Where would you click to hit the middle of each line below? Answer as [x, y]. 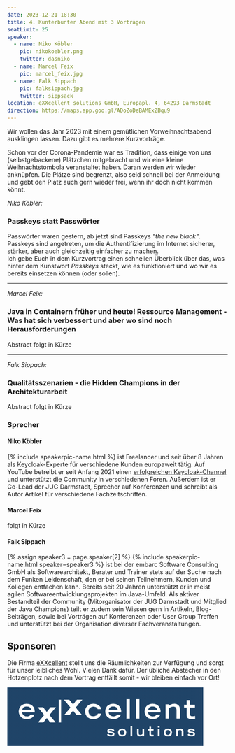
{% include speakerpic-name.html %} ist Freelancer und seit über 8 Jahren [115, 457]
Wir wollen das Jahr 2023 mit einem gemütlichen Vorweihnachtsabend [109, 131]
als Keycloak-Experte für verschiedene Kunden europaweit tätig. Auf [106, 464]
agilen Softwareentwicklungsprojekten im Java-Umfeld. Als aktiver [103, 594]
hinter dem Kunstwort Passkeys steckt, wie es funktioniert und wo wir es [112, 266]
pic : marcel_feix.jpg [51, 73]
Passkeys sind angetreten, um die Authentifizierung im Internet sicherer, [111, 244]
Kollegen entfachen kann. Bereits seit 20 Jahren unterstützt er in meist [109, 587]
